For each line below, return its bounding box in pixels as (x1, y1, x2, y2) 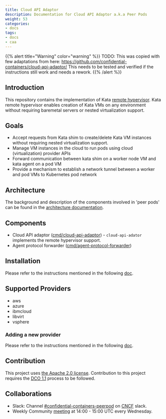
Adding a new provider (5, 331, 61, 338)
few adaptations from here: (5, 58, 60, 65)
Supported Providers (5, 284, 71, 293)
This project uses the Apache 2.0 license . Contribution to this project (5, 370, 146, 376)
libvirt (12, 313, 24, 319)
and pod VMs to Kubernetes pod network (12, 172, 97, 178)
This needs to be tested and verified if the (68, 64, 154, 70)
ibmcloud (12, 308, 32, 314)
